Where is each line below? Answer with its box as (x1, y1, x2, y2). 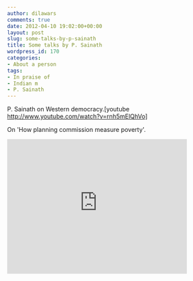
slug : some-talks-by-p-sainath (7, 36, 96, 42)
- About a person (7, 61, 57, 68)
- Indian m (7, 80, 38, 87)
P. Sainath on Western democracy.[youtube (7, 105, 130, 113)
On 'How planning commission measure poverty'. (7, 126, 146, 134)
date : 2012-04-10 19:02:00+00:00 (7, 23, 103, 29)
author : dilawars (7, 10, 57, 17)
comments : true (7, 16, 51, 23)
